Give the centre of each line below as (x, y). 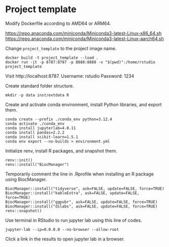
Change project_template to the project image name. (61, 48)
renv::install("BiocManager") (37, 164)
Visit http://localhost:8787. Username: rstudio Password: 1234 (70, 76)
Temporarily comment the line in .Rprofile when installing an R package (79, 174)
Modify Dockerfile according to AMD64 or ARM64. (58, 23)
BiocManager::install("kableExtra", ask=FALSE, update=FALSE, (72, 193)
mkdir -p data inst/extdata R (37, 95)
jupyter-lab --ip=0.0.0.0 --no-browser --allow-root (62, 229)
